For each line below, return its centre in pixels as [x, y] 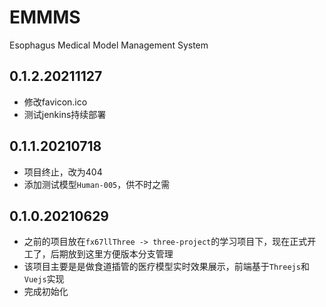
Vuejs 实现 [44, 279]
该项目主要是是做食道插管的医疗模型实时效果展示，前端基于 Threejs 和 [166, 267]
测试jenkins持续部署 [65, 114]
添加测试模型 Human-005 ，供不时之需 [97, 184]
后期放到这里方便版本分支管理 [112, 254]
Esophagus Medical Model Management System [109, 45]
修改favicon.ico [55, 102]
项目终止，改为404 [63, 172]
